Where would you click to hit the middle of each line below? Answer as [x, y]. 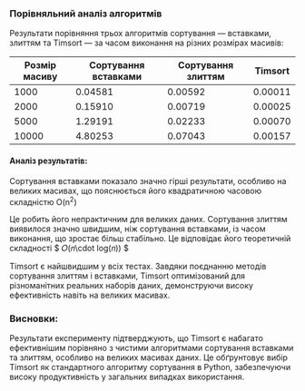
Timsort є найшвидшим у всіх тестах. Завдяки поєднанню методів [138, 267]
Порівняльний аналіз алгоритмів [86, 14]
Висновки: [34, 318]
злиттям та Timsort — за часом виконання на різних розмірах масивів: [147, 43]
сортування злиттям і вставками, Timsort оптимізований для [128, 276]
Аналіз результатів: [49, 161]
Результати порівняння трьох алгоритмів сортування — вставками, [141, 34]
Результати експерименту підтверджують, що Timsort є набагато [136, 338]
